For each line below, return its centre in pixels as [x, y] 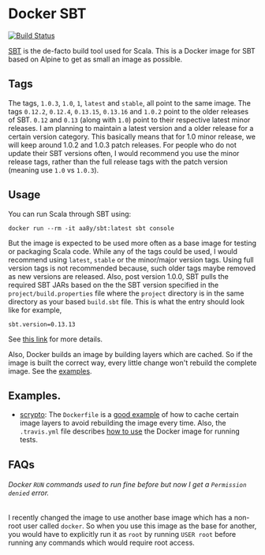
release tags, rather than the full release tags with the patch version [118, 162]
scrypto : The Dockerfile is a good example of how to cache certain [129, 415]
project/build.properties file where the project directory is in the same [126, 293]
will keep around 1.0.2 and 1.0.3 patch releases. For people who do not [122, 145]
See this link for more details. [56, 339]
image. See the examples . [50, 371]
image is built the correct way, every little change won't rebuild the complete [132, 363]
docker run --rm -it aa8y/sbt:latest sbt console [91, 228]
